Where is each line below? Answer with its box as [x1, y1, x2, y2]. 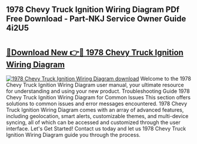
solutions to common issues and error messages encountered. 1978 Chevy [6, 100, 188, 107]
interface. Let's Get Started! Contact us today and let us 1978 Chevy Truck [6, 125, 186, 132]
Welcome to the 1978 [140, 75, 191, 82]
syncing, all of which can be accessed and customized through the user [6, 119, 181, 126]
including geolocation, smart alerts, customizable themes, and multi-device [6, 113, 189, 119]
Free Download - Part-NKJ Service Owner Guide [6, 14, 186, 24]
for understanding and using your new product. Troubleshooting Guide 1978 [6, 88, 190, 95]
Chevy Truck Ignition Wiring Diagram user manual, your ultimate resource [6, 82, 184, 88]
